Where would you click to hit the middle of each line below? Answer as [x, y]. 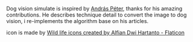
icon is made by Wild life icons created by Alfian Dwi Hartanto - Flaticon [96, 33]
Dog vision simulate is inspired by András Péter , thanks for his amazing [94, 9]
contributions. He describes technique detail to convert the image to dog [96, 15]
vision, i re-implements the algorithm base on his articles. [78, 21]
